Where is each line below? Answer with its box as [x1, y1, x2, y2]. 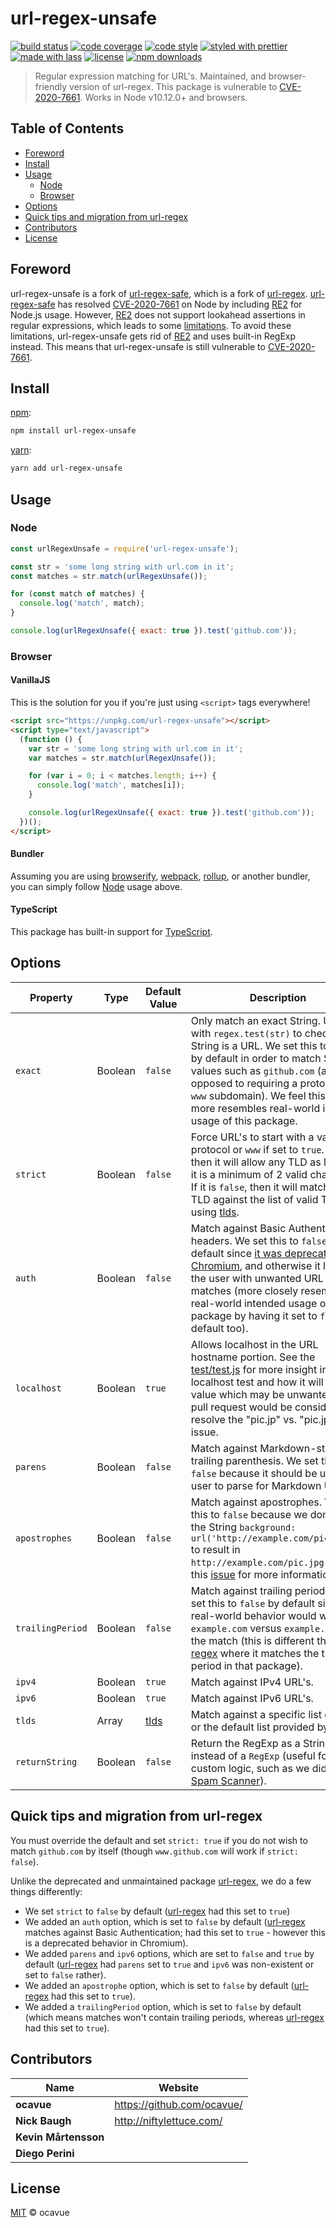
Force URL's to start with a [190, 1130, 315, 1144]
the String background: [190, 1520, 297, 1534]
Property [29, 990, 73, 1004]
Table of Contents [10, 120, 125, 137]
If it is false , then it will [190, 1180, 298, 1194]
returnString [15, 1756, 78, 1767]
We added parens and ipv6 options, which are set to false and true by [24, 1947, 315, 1959]
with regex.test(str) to [190, 1026, 303, 1040]
